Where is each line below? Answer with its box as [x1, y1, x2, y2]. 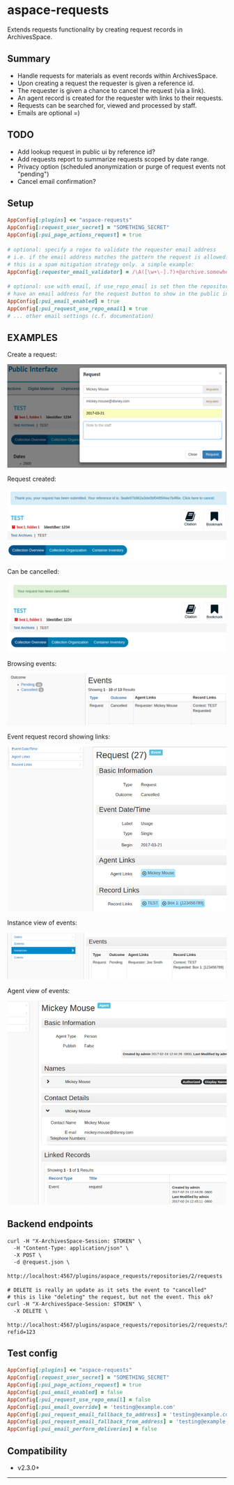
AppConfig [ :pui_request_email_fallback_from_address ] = [7, 1418, 173, 1426]
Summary [7, 53, 51, 65]
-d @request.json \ [13, 1259, 70, 1266]
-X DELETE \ [13, 1307, 49, 1314]
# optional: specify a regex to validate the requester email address [7, 246, 217, 253]
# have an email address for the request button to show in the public [7, 291, 219, 298]
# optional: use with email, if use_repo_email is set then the [7, 283, 198, 290]
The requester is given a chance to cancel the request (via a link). [17, 86, 206, 94]
